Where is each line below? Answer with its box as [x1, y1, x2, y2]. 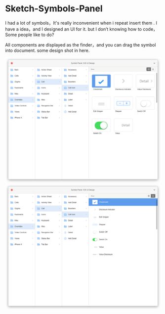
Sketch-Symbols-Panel [5, 3, 103, 14]
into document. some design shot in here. [5, 47, 90, 53]
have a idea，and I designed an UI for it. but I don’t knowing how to [5, 26, 142, 32]
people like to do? [18, 32, 54, 38]
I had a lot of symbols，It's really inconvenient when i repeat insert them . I [5, 20, 157, 26]
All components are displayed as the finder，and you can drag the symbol [5, 42, 156, 47]
